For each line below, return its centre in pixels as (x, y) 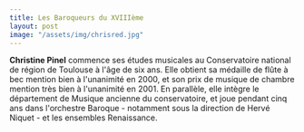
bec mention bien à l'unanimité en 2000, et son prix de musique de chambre (152, 80)
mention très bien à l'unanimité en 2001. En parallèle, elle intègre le (134, 89)
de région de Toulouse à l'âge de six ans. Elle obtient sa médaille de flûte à (149, 70)
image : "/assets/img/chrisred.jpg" (77, 34)
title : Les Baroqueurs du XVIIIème (77, 18)
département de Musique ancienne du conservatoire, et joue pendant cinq (148, 99)
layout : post (34, 26)
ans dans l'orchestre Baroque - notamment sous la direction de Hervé (140, 108)
